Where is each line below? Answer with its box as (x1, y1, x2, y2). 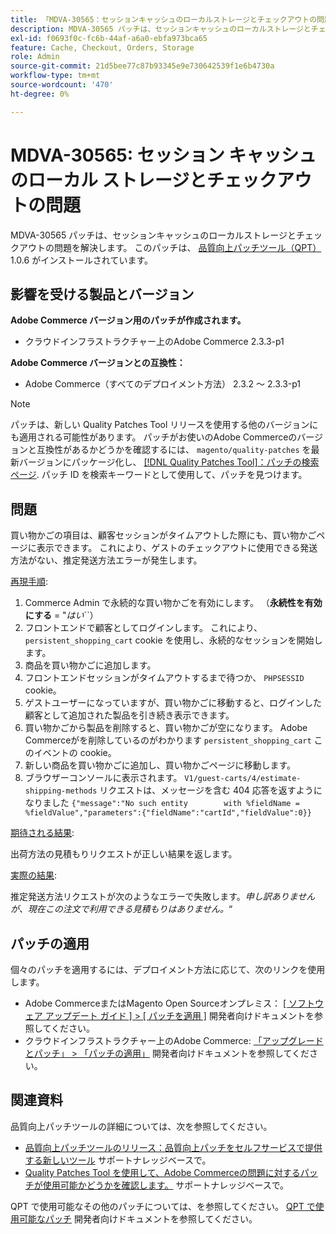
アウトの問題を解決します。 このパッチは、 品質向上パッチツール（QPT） (18, 241, 322, 253)
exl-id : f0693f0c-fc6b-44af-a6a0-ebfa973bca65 (10, 33, 208, 43)
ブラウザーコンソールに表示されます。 (24, 772, 183, 784)
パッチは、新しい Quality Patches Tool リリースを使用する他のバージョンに (10, 419, 319, 431)
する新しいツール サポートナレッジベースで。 (24, 1154, 212, 1166)
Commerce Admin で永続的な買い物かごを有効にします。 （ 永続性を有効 (24, 597, 323, 609)
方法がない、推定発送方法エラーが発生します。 (10, 554, 203, 566)
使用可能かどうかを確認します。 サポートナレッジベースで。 (42, 1179, 290, 1191)
